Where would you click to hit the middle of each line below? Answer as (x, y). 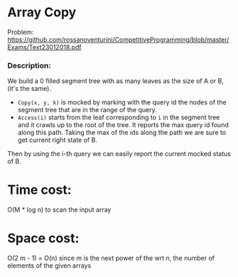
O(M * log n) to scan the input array (59, 210)
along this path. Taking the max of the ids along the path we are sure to (122, 133)
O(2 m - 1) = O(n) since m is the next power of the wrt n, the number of (111, 258)
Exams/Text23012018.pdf (44, 47)
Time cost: (40, 190)
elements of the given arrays (49, 266)
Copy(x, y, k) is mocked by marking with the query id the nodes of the (122, 102)
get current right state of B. (58, 140)
